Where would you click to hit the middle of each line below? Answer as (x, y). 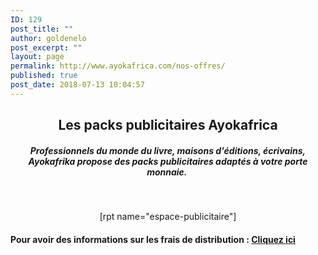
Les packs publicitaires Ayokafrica (168, 125)
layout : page (37, 57)
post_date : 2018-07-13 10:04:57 (77, 85)
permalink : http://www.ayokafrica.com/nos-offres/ (118, 66)
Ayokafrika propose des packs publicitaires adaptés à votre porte (168, 161)
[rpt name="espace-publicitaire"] (168, 217)
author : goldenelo (48, 38)
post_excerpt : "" (46, 47)
